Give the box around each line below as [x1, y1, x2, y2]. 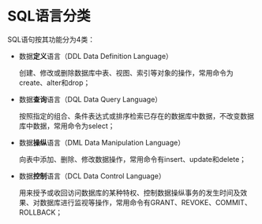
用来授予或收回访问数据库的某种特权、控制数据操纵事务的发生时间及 [18, 188, 241, 197]
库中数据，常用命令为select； [18, 121, 115, 130]
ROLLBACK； [18, 207, 63, 217]
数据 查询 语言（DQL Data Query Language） [18, 94, 163, 104]
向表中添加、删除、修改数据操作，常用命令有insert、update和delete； [18, 154, 246, 163]
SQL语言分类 [7, 7, 91, 25]
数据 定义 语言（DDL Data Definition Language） [18, 51, 173, 61]
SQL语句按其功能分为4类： [7, 35, 95, 44]
